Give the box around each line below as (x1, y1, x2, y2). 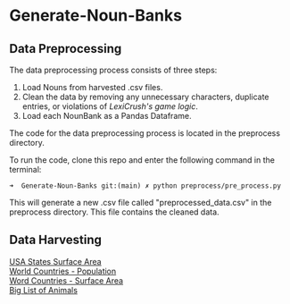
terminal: (9, 165, 42, 174)
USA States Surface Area (9, 256, 102, 266)
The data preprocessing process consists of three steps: (9, 64, 218, 75)
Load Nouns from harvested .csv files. (21, 82, 163, 92)
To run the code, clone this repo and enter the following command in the (9, 155, 275, 165)
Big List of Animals (9, 284, 79, 295)
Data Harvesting (9, 232, 103, 248)
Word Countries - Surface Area (9, 274, 123, 286)
